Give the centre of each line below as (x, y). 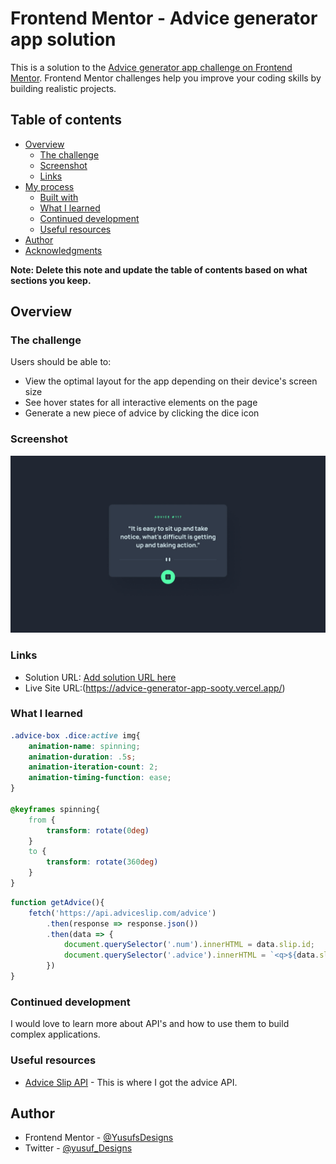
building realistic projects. (63, 88)
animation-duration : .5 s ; (82, 757)
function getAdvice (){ (57, 902)
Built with (59, 197)
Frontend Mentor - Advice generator (164, 18)
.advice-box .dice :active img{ (75, 735)
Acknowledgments (63, 250)
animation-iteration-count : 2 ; (93, 767)
